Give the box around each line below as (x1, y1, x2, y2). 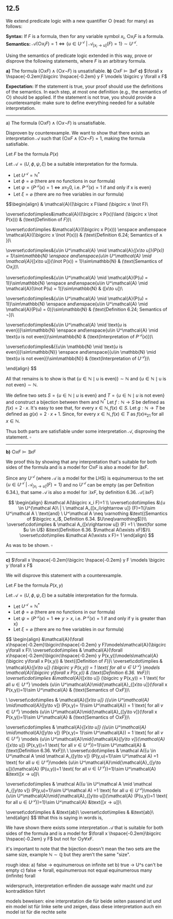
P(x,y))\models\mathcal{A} (102, 652, 159, 659)
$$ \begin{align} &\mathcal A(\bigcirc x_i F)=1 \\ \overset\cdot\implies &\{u (8, 499, 166, 505)
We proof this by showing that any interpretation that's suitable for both (6, 459, 157, 465)
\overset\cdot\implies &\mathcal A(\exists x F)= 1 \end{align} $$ (19, 532, 155, 538)
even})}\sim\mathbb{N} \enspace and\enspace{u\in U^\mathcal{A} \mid (6, 327, 158, 333)
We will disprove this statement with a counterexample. (6, 572, 123, 578)
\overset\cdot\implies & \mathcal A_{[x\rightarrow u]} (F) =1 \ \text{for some (6, 521, 167, 527)
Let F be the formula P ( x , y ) (6, 582, 63, 588)
